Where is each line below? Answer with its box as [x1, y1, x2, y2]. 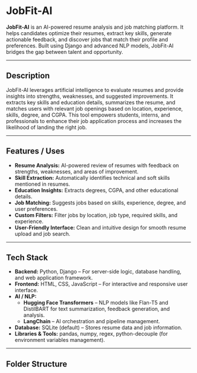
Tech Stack [6, 252, 48, 262]
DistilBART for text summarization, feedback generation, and [23, 306, 170, 313]
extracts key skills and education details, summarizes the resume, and [6, 98, 176, 106]
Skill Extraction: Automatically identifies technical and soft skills [14, 174, 170, 181]
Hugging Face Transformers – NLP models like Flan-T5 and [23, 299, 168, 306]
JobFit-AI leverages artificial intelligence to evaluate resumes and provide [6, 86, 184, 93]
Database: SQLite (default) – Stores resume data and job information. [14, 324, 183, 331]
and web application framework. [14, 274, 93, 282]
